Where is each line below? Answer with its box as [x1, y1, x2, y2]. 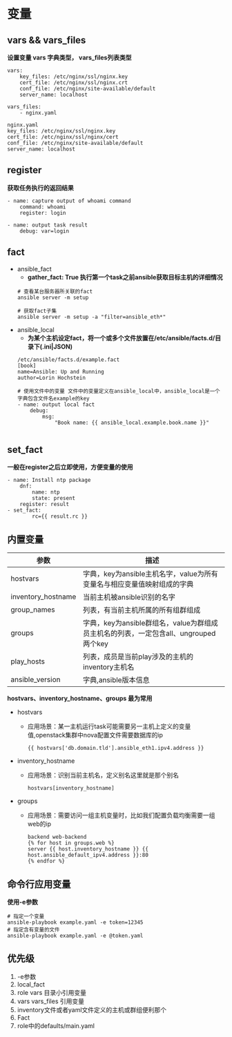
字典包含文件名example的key [17, 395, 90, 402]
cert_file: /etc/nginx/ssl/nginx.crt [19, 79, 128, 86]
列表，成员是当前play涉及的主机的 [82, 652, 193, 661]
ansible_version [10, 675, 61, 684]
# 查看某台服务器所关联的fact [17, 288, 93, 295]
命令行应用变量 [7, 878, 71, 890]
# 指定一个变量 [7, 913, 45, 920]
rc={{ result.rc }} [32, 513, 88, 520]
